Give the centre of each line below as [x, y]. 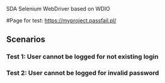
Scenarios [26, 40]
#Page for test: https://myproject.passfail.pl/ [61, 20]
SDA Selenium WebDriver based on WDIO [58, 9]
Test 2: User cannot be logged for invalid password [82, 73]
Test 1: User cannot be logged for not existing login [82, 57]
